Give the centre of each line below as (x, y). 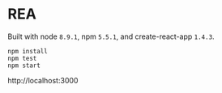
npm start (24, 66)
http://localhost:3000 (43, 80)
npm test (22, 58)
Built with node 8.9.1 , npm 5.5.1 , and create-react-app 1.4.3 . (111, 36)
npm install (28, 51)
